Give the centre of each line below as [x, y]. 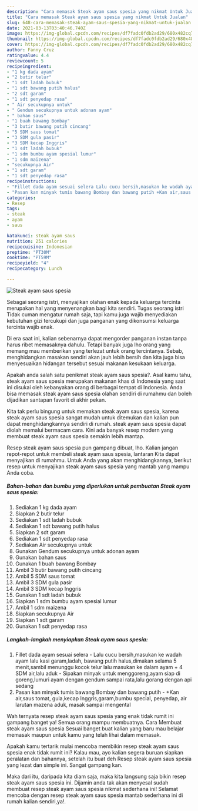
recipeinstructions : [32, 181]
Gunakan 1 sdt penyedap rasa [51, 626]
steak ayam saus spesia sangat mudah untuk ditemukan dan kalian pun [93, 417]
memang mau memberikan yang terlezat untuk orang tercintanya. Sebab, [95, 350]
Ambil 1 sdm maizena [41, 607]
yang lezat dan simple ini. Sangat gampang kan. [65, 765]
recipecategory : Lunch [34, 269]
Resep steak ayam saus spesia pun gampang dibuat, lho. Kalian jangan [93, 448]
